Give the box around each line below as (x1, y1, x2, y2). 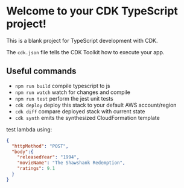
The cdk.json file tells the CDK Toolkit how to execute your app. (6, 48, 165, 55)
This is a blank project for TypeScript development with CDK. (6, 37, 158, 44)
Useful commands (6, 66, 77, 77)
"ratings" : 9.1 (17, 166, 56, 172)
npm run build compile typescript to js (14, 82, 110, 89)
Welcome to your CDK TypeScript (6, 4, 178, 18)
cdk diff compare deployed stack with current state (14, 107, 145, 115)
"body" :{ (11, 149, 34, 155)
